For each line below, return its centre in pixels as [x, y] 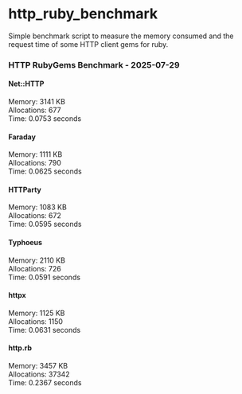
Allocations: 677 [35, 110]
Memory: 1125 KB [37, 313]
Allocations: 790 [35, 163]
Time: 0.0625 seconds [45, 171]
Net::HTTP [26, 84]
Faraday [22, 137]
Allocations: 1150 [36, 321]
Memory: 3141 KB [37, 102]
